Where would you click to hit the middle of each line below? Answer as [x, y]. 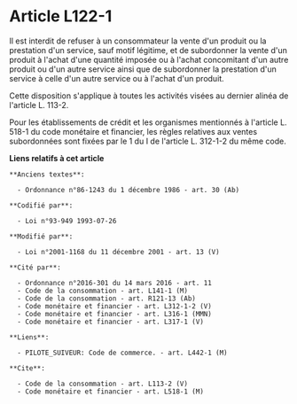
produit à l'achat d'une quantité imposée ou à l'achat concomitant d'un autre [149, 59]
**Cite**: [27, 368]
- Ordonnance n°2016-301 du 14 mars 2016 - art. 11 [115, 283]
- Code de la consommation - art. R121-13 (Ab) [107, 299]
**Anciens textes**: [47, 175]
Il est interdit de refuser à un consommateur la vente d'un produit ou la [138, 41]
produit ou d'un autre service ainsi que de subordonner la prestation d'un [143, 69]
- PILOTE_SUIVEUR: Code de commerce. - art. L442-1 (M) [122, 353]
